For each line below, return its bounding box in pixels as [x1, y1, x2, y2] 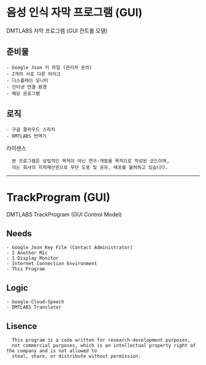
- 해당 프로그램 [6, 90, 40, 97]
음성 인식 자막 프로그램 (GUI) [6, 6, 143, 20]
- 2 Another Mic [6, 250, 48, 256]
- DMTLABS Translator [6, 304, 62, 310]
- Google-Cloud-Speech [6, 299, 64, 305]
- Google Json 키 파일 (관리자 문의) [6, 64, 93, 70]
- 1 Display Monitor [6, 255, 59, 262]
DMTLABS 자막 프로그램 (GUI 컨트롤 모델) [6, 27, 108, 34]
